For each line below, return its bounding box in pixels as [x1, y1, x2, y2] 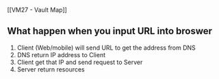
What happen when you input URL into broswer [7, 25, 213, 37]
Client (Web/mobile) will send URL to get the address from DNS [16, 44, 196, 52]
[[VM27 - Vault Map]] [7, 6, 67, 14]
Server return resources [16, 65, 86, 74]
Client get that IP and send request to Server [16, 58, 143, 66]
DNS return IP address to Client [16, 50, 106, 59]
